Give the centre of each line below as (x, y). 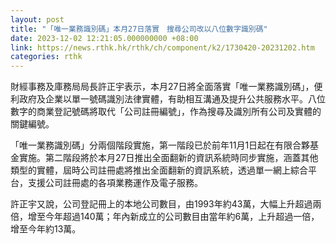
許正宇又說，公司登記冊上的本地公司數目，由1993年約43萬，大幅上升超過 (161, 204)
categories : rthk (46, 57)
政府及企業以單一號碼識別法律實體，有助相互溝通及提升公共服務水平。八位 (172, 99)
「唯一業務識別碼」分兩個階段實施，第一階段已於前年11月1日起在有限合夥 (160, 145)
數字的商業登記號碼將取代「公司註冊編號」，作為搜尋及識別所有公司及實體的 (166, 112)
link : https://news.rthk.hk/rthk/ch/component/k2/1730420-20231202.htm (162, 47)
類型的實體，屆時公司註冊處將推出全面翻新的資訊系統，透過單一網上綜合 (159, 170)
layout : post (37, 19)
